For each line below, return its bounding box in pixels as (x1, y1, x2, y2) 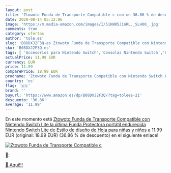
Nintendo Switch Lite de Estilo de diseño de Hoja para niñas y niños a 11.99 (5, 127, 162, 133)
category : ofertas (5, 31, 44, 36)
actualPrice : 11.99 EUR (5, 54, 56, 60)
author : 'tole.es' (5, 36, 44, 41)
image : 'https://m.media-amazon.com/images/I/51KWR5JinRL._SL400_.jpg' (5, 21, 160, 27)
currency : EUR (5, 60, 36, 65)
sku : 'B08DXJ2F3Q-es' (5, 45, 51, 50)
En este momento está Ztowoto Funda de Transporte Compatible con (5, 116, 150, 122)
